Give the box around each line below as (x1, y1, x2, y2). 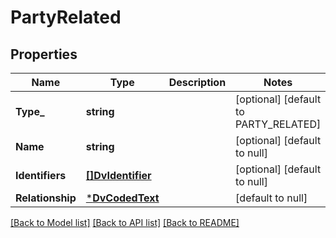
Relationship (15, 191, 77, 205)
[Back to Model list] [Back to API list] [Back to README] (10, 217, 240, 228)
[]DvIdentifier (85, 169, 152, 182)
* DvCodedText (85, 191, 160, 205)
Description (168, 76, 227, 89)
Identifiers (15, 169, 67, 182)
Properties (10, 46, 78, 63)
